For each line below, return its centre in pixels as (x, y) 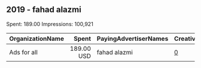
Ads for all (23, 52)
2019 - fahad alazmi (44, 10)
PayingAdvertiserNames (133, 38)
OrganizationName (37, 38)
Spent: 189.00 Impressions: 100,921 (50, 24)
